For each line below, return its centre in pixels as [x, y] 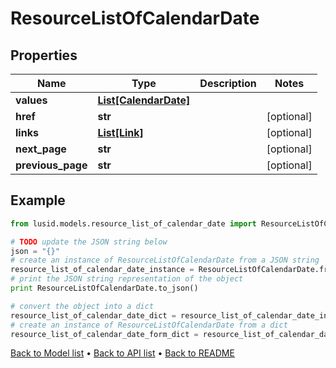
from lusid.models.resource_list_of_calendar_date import [133, 223]
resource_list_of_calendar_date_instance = [102, 270]
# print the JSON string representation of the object [127, 279]
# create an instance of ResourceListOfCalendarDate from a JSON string [165, 260]
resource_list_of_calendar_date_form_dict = [104, 334]
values [31, 100]
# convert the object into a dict [82, 306]
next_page [41, 149]
